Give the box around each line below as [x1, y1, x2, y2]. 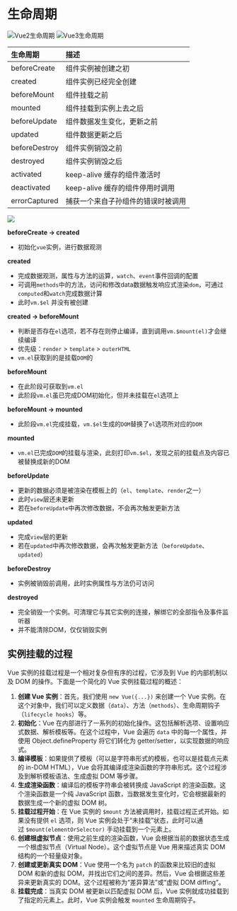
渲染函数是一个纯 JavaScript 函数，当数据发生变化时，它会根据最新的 [23, 789, 226, 798]
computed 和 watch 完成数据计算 [17, 289, 103, 297]
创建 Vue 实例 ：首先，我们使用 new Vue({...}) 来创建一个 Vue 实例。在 [17, 692, 226, 701]
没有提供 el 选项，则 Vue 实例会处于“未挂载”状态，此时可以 [23, 815, 197, 825]
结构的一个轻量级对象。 [17, 851, 86, 860]
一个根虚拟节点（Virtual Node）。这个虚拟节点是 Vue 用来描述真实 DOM [17, 842, 226, 851]
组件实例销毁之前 [65, 143, 122, 153]
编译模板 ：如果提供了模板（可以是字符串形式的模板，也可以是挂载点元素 [17, 754, 229, 762]
